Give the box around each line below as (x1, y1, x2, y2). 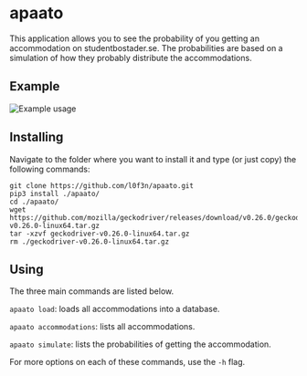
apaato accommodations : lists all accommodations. (9, 321, 196, 332)
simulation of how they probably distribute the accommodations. (9, 52, 253, 63)
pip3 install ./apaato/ (9, 189, 101, 198)
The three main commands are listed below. (9, 286, 175, 297)
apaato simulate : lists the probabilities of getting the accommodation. (9, 339, 271, 350)
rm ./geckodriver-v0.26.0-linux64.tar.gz (9, 236, 170, 246)
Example (9, 78, 60, 94)
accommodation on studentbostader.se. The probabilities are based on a (9, 42, 283, 53)
